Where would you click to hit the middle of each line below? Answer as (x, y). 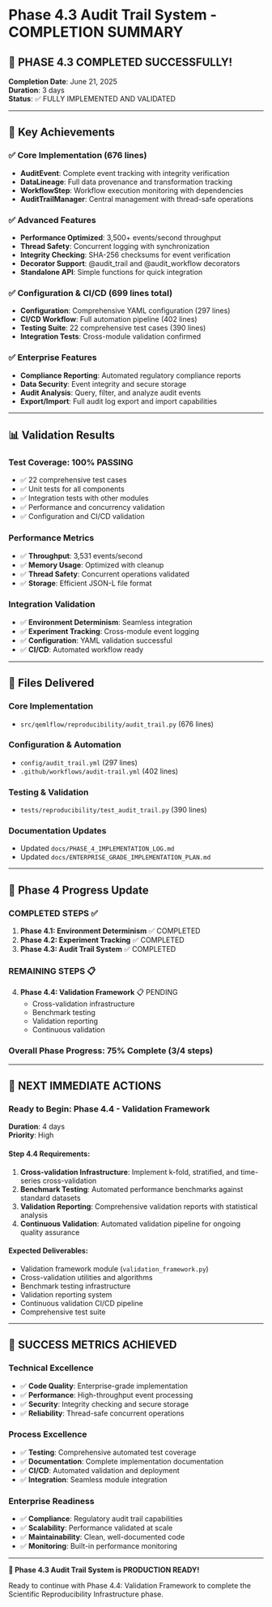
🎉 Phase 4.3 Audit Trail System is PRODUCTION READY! (104, 1570)
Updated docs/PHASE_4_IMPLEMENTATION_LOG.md (97, 848)
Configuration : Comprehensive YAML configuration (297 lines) (125, 311)
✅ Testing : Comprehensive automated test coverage (108, 1452)
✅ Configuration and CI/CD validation (83, 516)
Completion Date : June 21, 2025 (63, 81)
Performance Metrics (51, 538)
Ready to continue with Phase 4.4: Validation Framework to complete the (130, 1586)
